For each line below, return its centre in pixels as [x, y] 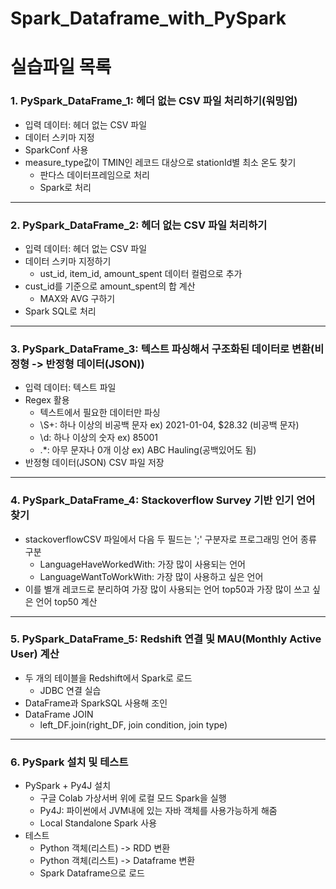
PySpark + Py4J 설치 [68, 786]
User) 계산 [35, 654]
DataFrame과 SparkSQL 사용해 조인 [96, 703]
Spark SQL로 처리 [60, 311]
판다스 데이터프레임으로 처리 [94, 174]
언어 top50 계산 [66, 601]
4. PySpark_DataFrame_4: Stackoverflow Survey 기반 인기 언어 [163, 500]
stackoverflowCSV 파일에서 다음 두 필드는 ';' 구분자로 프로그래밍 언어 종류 [170, 539]
